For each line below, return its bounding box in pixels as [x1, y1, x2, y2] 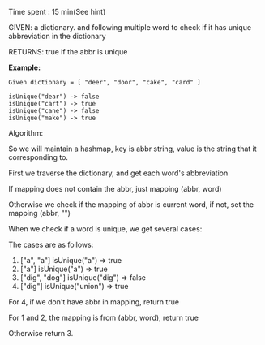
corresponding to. [8, 153, 69, 162]
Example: [8, 63, 41, 72]
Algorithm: [8, 128, 43, 137]
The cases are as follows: [8, 239, 94, 249]
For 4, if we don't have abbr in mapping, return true [8, 297, 180, 307]
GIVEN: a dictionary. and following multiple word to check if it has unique [8, 23, 252, 32]
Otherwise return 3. [8, 329, 74, 338]
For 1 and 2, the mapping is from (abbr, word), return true [8, 313, 199, 322]
